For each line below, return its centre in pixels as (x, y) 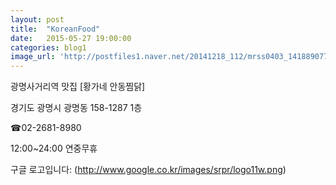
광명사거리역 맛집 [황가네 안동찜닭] (78, 87)
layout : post (37, 19)
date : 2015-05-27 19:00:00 (71, 38)
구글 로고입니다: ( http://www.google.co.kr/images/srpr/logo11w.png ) (148, 170)
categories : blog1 (48, 47)
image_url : (33, 57)
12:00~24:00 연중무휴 (54, 148)
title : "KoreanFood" (55, 29)
